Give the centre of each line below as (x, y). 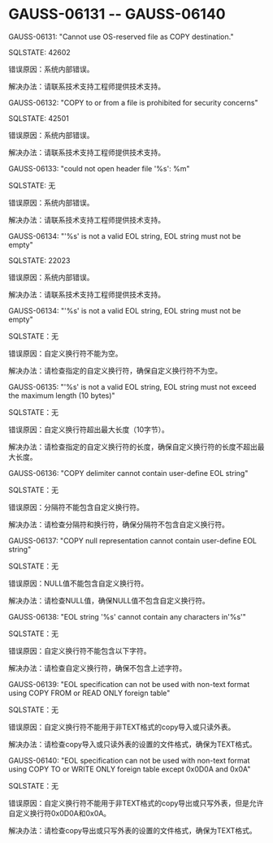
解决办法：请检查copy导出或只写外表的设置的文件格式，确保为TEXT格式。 (133, 830)
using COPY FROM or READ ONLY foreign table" (89, 693)
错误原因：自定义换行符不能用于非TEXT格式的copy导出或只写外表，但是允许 (136, 803)
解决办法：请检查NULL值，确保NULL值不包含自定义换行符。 (109, 600)
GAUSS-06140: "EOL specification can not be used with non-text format (129, 760)
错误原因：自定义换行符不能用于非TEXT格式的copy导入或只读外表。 (122, 727)
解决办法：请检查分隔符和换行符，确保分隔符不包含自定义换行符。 (119, 524)
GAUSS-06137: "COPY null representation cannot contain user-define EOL (133, 540)
